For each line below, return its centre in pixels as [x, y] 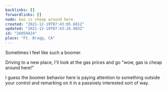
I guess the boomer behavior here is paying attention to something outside [83, 77]
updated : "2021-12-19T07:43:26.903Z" [45, 29]
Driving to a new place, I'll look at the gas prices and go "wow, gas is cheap [84, 62]
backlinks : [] [20, 10]
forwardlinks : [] [23, 15]
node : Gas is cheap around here [39, 19]
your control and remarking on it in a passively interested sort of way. [77, 83]
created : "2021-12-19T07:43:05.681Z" [45, 24]
